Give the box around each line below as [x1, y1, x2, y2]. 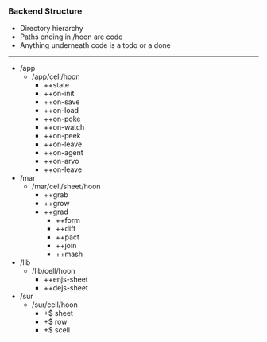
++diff [55, 224, 76, 234]
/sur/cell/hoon [31, 300, 78, 309]
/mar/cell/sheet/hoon [31, 181, 101, 192]
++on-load [43, 106, 79, 115]
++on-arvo [43, 157, 79, 166]
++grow [43, 199, 70, 208]
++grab [43, 190, 69, 200]
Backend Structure [8, 6, 83, 17]
